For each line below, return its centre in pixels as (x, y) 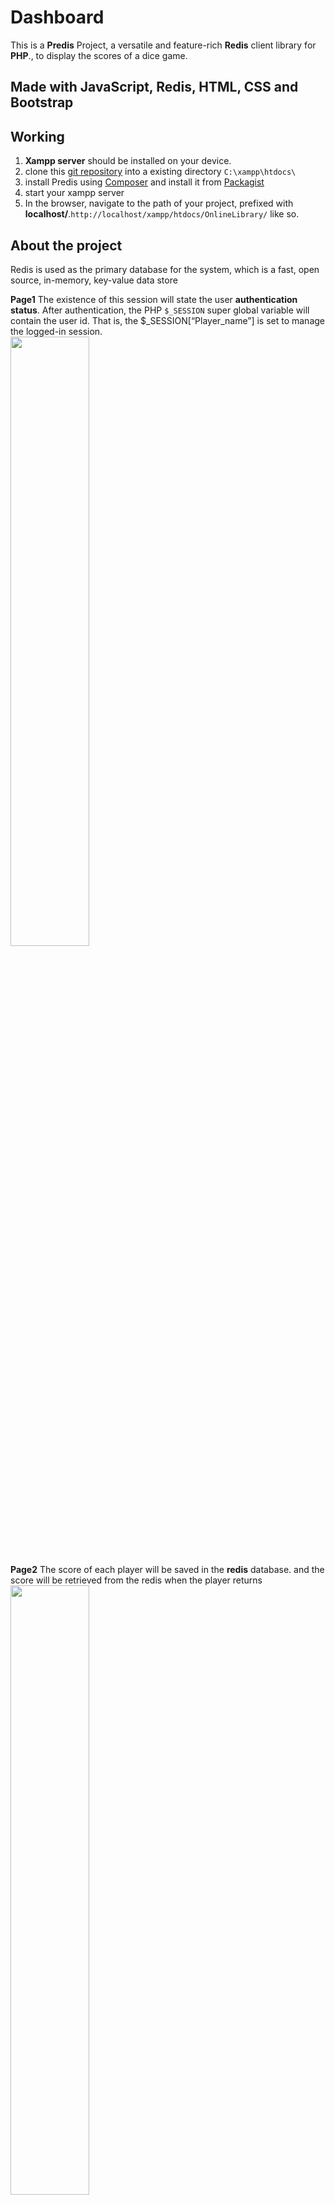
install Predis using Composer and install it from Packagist (144, 182)
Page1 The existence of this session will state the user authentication (154, 299)
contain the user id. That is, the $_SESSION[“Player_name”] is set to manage (167, 320)
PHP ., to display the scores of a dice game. (99, 55)
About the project (66, 245)
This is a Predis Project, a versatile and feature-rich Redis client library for (163, 45)
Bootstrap (42, 102)
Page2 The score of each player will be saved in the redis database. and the (167, 1569)
